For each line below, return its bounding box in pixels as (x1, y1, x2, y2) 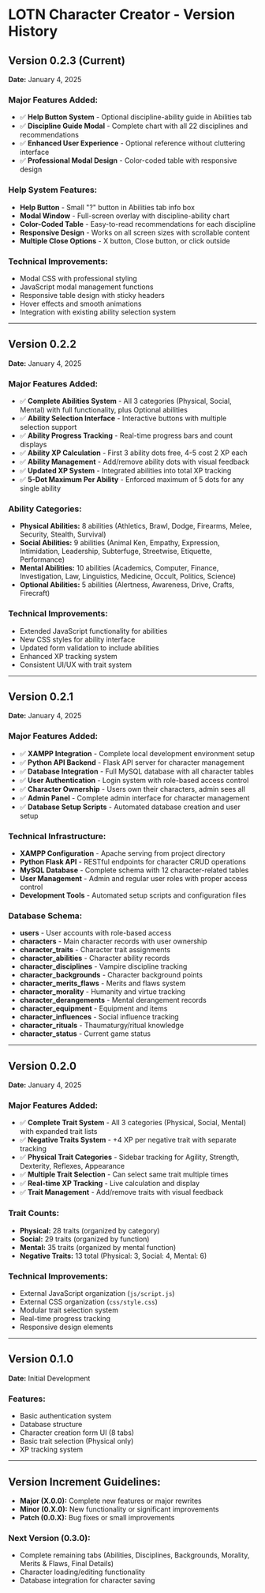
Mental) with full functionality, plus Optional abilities (19, 405, 188, 414)
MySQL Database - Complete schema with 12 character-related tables (19, 865, 249, 875)
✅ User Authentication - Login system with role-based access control (19, 775, 249, 785)
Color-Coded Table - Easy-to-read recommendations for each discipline (19, 219, 256, 228)
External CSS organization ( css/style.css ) (19, 1297, 158, 1306)
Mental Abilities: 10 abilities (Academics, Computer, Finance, (19, 563, 219, 573)
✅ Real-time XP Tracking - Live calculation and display (19, 1179, 200, 1188)
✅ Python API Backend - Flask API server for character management (19, 757, 244, 767)
